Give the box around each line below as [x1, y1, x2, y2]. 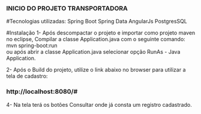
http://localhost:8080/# [6, 88, 78, 96]
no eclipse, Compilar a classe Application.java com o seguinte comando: [6, 36, 186, 43]
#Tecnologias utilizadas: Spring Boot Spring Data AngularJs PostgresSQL [6, 18, 187, 25]
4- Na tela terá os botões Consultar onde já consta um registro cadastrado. [6, 101, 192, 108]
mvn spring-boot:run [6, 42, 58, 49]
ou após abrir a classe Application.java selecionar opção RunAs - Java [6, 48, 181, 56]
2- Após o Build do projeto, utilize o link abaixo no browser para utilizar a [6, 66, 186, 73]
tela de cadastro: [6, 73, 48, 80]
